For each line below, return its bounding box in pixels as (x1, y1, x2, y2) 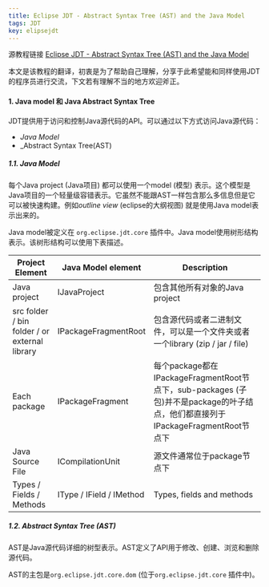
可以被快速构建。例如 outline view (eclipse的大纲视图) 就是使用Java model (8, 200, 252, 209)
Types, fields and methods (153, 488, 254, 500)
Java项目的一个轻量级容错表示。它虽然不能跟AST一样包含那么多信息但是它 (8, 190, 255, 200)
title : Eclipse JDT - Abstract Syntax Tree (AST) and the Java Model (8, 11, 246, 20)
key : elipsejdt (8, 26, 59, 34)
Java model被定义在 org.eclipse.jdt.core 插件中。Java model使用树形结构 (8, 227, 259, 237)
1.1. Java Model (8, 159, 60, 168)
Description (182, 261, 228, 273)
